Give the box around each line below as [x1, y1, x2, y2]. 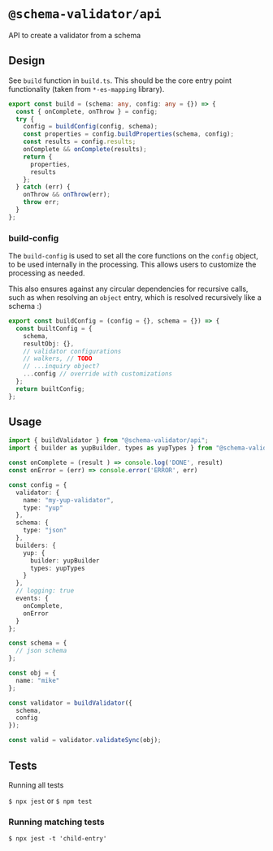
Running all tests [8, 779, 64, 790]
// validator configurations [23, 347, 122, 355]
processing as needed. [8, 268, 85, 278]
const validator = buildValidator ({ [8, 698, 132, 707]
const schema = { [8, 639, 67, 648]
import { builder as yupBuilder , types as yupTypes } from [8, 444, 213, 453]
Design [8, 54, 45, 67]
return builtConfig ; [15, 384, 85, 393]
